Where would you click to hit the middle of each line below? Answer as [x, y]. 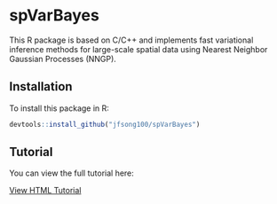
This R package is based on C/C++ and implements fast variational [131, 40]
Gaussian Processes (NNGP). [63, 59]
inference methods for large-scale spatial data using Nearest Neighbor [138, 49]
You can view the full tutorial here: [72, 173]
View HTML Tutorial [45, 191]
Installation [41, 86]
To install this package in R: [59, 108]
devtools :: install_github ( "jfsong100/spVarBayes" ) [105, 124]
